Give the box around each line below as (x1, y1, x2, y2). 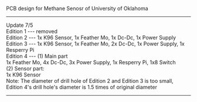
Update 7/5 (6, 22, 33, 29)
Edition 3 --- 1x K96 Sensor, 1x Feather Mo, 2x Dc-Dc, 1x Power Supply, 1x (6, 40, 185, 47)
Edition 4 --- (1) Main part (6, 52, 68, 59)
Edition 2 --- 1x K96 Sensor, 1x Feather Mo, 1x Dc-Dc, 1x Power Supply (6, 34, 176, 41)
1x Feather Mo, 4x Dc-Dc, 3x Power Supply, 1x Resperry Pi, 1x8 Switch (6, 59, 176, 66)
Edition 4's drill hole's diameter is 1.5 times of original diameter (6, 84, 157, 90)
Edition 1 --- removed (6, 28, 57, 34)
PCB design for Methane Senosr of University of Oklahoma (6, 5, 148, 12)
